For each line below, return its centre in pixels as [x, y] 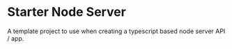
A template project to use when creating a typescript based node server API [116, 31]
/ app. [16, 38]
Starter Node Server [67, 12]
